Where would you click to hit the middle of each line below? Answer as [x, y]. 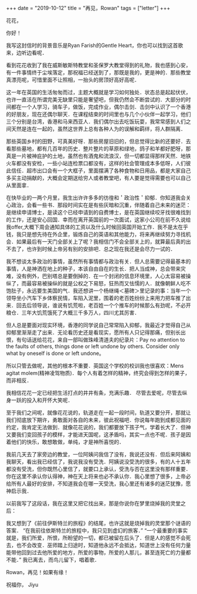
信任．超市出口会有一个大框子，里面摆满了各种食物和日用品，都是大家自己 [101, 170]
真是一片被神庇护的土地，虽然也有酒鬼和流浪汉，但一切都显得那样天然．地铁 [98, 156]
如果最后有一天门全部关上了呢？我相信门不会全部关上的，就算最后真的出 [103, 242]
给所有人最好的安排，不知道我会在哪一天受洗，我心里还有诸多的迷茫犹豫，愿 [98, 484]
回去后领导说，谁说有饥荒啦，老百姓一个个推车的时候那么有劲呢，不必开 [103, 305]
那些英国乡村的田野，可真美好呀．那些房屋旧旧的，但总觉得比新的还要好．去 [98, 141]
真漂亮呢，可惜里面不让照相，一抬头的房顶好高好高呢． [73, 80]
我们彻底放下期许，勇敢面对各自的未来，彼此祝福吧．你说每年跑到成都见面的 [98, 420]
